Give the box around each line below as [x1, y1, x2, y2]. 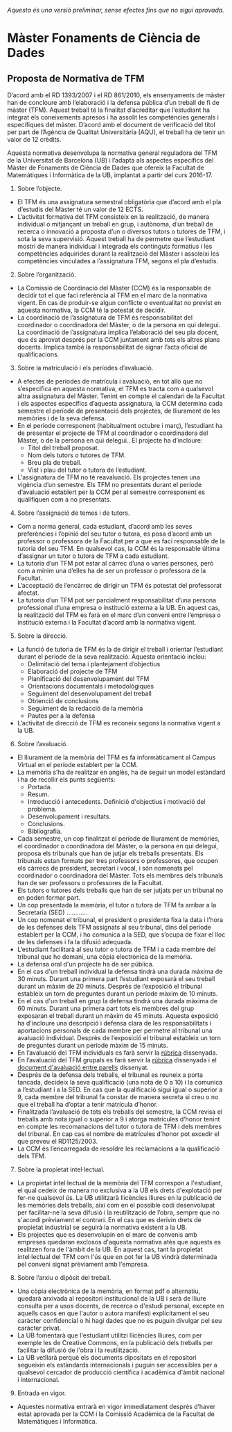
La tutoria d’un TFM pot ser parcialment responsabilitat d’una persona [17, 596, 217, 604]
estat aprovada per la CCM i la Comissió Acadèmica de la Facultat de [17, 1410, 215, 1418]
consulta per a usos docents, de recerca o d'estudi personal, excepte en [17, 1302, 224, 1310]
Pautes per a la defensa [27, 711, 96, 720]
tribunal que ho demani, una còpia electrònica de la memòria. [17, 953, 193, 961]
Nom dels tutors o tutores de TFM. [27, 451, 126, 459]
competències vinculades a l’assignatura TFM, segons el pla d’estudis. [17, 257, 219, 265]
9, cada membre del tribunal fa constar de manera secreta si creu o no [17, 1093, 219, 1101]
